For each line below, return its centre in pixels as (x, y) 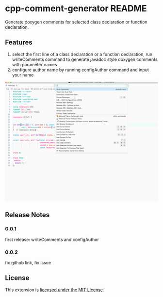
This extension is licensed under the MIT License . (55, 290)
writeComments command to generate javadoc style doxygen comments (85, 59)
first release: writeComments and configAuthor (52, 240)
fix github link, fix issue (28, 262)
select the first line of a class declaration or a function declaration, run (82, 54)
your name (23, 75)
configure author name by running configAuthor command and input (81, 70)
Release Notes (27, 215)
